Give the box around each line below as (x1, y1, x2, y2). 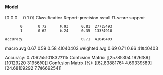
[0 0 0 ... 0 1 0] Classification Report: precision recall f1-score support (5, 15, 145, 20)
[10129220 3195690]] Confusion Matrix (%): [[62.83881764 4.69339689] (5, 60, 152, 66)
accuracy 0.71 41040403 (5, 37, 112, 42)
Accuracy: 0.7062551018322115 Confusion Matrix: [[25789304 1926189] (5, 55, 150, 61)
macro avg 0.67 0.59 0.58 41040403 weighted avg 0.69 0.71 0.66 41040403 (5, 45, 159, 51)
